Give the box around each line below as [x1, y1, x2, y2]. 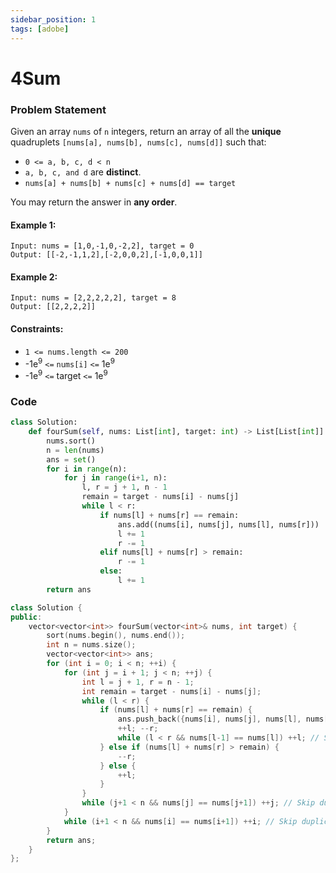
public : [10, 612, 43, 622]
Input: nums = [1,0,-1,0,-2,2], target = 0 [10, 241, 195, 251]
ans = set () [46, 454, 97, 465]
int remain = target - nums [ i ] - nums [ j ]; [81, 686, 262, 696]
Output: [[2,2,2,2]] [10, 302, 97, 312]
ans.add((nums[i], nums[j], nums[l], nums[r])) [117, 519, 320, 530]
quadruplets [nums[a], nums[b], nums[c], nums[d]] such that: [10, 136, 267, 148]
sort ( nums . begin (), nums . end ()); [46, 631, 186, 641]
